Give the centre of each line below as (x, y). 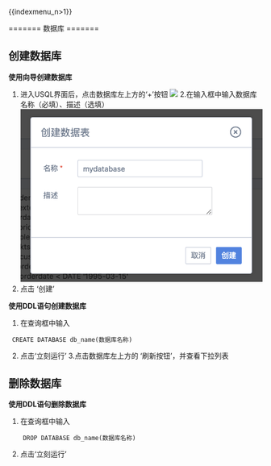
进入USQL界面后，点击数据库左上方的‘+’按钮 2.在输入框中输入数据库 (138, 94)
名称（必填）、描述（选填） (64, 104)
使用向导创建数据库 (40, 77)
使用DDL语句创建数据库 (48, 306)
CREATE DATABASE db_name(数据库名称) (72, 339)
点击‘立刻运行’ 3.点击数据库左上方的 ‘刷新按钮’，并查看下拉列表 (124, 356)
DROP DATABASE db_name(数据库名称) (79, 439)
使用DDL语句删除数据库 (48, 404)
